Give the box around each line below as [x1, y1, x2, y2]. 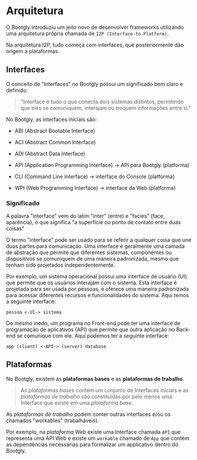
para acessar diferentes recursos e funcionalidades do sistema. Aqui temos [6, 292, 189, 299]
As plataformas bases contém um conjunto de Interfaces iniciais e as [20, 386, 189, 393]
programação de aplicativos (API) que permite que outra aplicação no [6, 326, 175, 333]
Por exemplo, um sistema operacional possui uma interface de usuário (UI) [6, 273, 187, 280]
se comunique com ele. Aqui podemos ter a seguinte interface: [16, 332, 169, 340]
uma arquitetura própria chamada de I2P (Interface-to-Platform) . [6, 29, 169, 37]
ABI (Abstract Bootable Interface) [14, 127, 95, 134]
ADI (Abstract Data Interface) [14, 150, 85, 157]
